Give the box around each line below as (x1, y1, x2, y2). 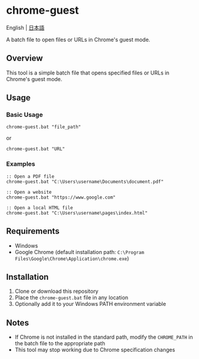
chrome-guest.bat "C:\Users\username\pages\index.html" (6, 210, 148, 216)
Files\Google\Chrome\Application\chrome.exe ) (14, 255, 129, 262)
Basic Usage (6, 111, 43, 119)
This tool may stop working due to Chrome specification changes (14, 346, 176, 354)
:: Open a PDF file (6, 174, 55, 179)
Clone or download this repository (14, 287, 99, 295)
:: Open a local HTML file (6, 205, 73, 211)
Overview (6, 53, 43, 63)
